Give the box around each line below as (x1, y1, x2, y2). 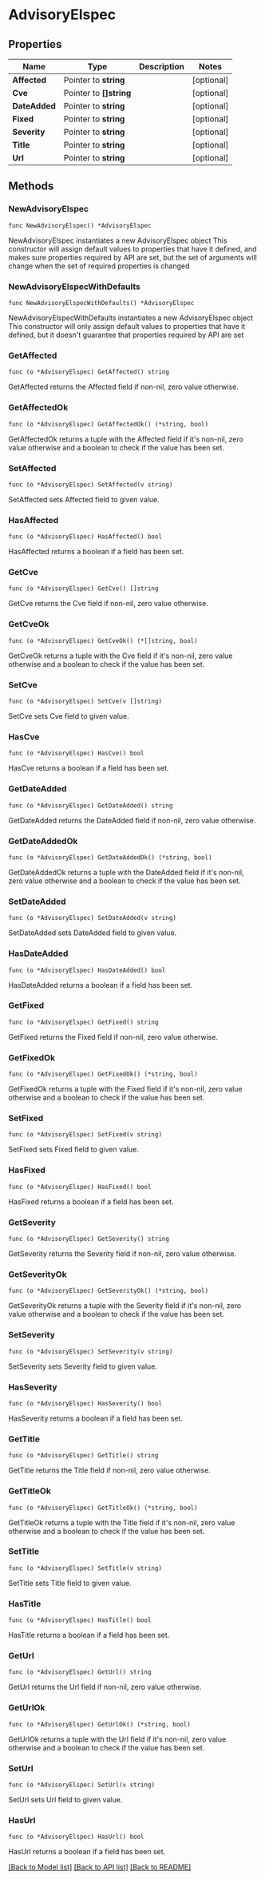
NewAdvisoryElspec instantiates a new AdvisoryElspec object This (8, 236, 227, 245)
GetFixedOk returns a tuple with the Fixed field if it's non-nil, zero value (8, 1084, 243, 1094)
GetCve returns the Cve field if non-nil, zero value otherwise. (8, 599, 209, 608)
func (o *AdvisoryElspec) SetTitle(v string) (8, 1564, 162, 1572)
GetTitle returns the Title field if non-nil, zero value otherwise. (8, 1465, 212, 1475)
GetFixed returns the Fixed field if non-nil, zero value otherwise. (8, 1032, 218, 1041)
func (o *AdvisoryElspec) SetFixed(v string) (8, 1131, 162, 1139)
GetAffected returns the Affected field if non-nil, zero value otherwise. (8, 382, 239, 392)
